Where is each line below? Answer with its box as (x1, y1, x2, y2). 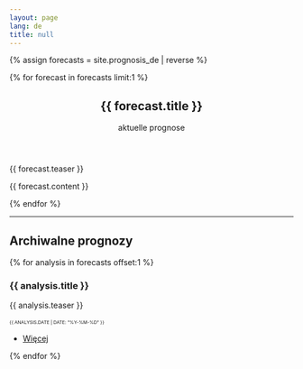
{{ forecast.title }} (100, 98, 203, 114)
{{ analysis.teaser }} (9, 300, 84, 311)
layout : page (9, 13, 59, 23)
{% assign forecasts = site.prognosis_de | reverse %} (9, 55, 207, 66)
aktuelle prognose (117, 123, 186, 134)
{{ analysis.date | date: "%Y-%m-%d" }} (9, 318, 106, 327)
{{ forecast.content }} (9, 181, 89, 192)
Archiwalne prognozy (9, 233, 133, 248)
